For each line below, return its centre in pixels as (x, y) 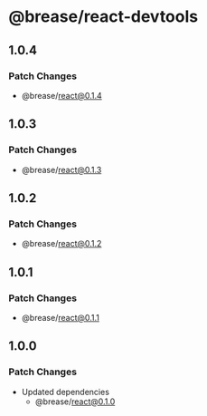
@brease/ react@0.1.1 (61, 317)
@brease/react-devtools (103, 17)
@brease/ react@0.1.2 (61, 244)
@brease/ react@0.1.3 (61, 169)
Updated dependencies (66, 392)
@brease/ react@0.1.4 (62, 95)
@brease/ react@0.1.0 (75, 401)
